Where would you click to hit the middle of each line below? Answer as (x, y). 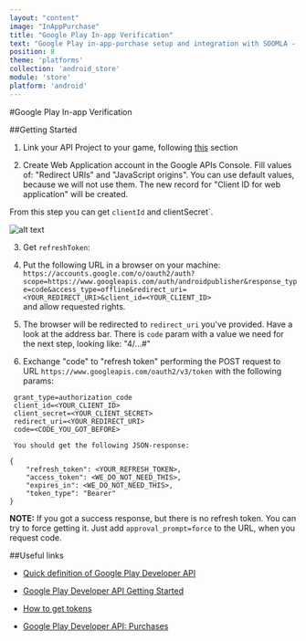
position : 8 (32, 52)
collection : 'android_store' (65, 69)
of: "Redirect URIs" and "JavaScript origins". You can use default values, (158, 174)
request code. (36, 537)
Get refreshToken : (56, 247)
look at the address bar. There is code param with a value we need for (153, 333)
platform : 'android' (49, 86)
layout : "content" (44, 18)
